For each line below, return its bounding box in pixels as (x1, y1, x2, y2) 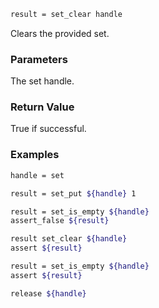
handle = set (10, 170, 65, 180)
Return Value (10, 100, 75, 114)
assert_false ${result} (10, 216, 110, 226)
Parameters (10, 52, 68, 66)
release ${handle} (10, 288, 87, 299)
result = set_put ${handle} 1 (10, 188, 137, 199)
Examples (10, 148, 60, 162)
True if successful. (10, 123, 87, 135)
